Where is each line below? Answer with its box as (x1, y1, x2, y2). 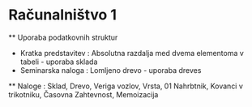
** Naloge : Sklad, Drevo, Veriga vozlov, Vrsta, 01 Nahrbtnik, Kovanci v (8, 81, 243, 91)
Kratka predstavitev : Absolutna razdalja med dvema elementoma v (19, 48, 245, 58)
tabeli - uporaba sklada (19, 57, 98, 66)
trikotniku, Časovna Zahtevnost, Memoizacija (8, 89, 159, 99)
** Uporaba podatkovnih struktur (8, 32, 118, 42)
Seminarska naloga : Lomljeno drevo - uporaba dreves (19, 65, 202, 75)
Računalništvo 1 (8, 6, 117, 24)
